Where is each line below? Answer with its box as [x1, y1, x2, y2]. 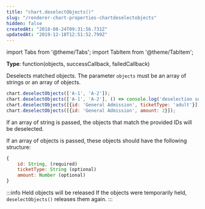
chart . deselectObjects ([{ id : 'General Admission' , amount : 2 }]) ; [6, 108, 176, 114]
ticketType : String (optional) [17, 166, 97, 173]
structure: [6, 143, 31, 150]
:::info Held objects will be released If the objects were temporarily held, [6, 189, 187, 196]
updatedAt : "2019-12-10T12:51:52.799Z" [6, 32, 108, 38]
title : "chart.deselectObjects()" [6, 9, 95, 15]
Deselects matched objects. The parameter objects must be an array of [6, 72, 187, 79]
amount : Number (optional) [17, 172, 86, 178]
